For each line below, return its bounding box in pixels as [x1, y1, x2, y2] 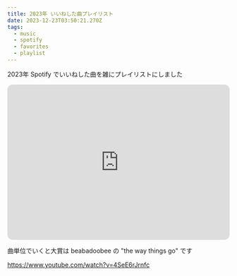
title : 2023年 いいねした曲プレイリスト [7, 10, 114, 18]
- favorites [13, 43, 49, 50]
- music [13, 30, 37, 37]
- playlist [13, 50, 46, 57]
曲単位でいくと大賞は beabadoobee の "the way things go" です [7, 246, 193, 255]
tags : [7, 23, 23, 30]
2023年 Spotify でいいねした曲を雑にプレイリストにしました [7, 70, 183, 78]
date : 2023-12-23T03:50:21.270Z [7, 17, 102, 24]
